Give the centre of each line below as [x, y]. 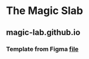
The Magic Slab [44, 11]
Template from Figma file [42, 49]
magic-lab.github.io [43, 32]
